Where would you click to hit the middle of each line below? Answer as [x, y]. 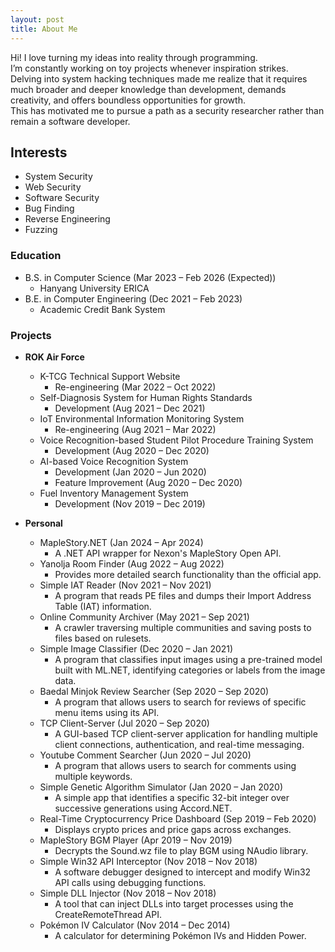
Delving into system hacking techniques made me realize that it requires [159, 78]
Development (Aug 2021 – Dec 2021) [130, 408]
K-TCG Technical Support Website [110, 376]
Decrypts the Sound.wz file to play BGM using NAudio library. [181, 850]
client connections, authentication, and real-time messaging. [179, 744]
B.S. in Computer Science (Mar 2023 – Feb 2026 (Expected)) [150, 277]
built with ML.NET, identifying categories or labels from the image [190, 670]
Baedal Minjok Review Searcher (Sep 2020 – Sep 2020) [154, 691]
